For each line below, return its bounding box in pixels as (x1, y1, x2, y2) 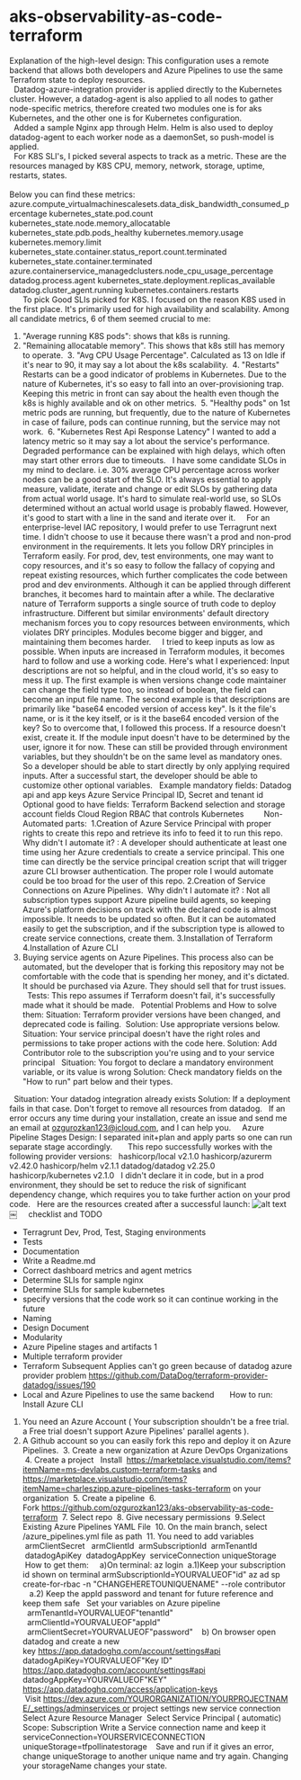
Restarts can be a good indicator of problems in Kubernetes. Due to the (22, 369, 288, 380)
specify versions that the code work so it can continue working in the (22, 1293, 279, 1304)
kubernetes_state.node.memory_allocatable (9, 218, 171, 228)
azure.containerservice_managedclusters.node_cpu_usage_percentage (9, 265, 274, 276)
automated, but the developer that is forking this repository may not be (22, 961, 285, 972)
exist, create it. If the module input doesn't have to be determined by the (22, 731, 290, 743)
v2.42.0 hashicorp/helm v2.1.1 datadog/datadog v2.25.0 (9, 1160, 216, 1171)
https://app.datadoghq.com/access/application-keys (22, 1684, 218, 1695)
